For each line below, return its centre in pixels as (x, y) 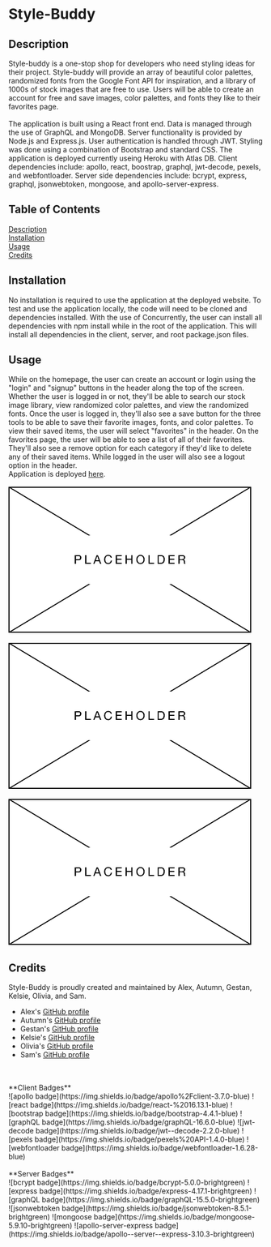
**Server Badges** (41, 1174)
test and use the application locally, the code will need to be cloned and (128, 308)
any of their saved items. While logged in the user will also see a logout (127, 457)
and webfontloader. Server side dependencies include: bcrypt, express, (128, 176)
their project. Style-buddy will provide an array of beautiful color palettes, (131, 72)
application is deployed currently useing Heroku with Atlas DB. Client (123, 158)
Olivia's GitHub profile (57, 1046)
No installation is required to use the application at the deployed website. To (135, 300)
